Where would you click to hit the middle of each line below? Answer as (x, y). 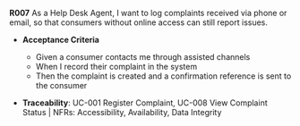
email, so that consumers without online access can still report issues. (139, 22)
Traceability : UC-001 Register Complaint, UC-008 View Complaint (145, 103)
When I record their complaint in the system (116, 67)
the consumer (61, 85)
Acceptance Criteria (61, 40)
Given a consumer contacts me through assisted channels (143, 57)
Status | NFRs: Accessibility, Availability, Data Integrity (122, 112)
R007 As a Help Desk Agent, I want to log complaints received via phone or (148, 13)
